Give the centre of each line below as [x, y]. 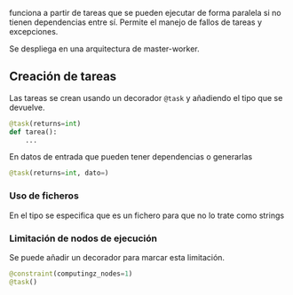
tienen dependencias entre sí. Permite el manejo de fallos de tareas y [136, 22]
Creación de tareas [63, 77]
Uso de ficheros [44, 196]
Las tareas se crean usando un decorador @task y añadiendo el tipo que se [146, 97]
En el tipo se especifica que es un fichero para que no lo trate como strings [147, 215]
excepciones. [34, 31]
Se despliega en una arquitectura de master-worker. [104, 49]
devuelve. [28, 107]
